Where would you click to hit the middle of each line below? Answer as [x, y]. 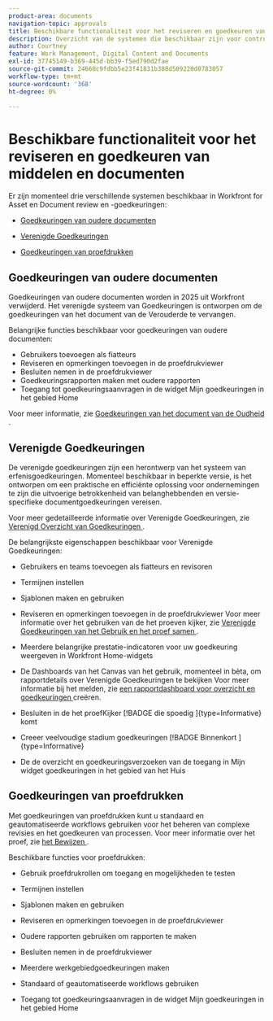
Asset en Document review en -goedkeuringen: [88, 205]
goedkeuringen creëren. [61, 697]
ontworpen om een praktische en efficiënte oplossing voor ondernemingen [134, 484]
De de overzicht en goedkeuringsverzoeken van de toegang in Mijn [132, 761]
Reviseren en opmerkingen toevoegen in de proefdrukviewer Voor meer [140, 613]
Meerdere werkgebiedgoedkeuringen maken [95, 967]
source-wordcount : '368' [50, 84]
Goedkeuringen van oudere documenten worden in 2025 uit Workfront [127, 297]
